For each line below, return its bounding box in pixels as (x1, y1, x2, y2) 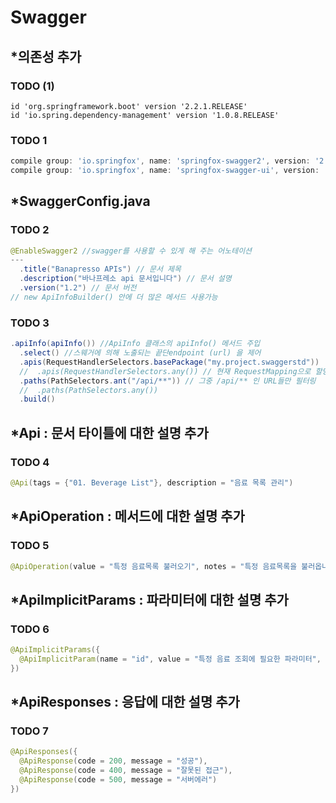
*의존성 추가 (10, 48, 82, 65)
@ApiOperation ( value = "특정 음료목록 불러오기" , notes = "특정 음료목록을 (10, 561, 298, 571)
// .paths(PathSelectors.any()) (19, 385, 159, 395)
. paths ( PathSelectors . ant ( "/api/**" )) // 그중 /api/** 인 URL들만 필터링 (19, 376, 317, 386)
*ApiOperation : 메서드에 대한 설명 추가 (10, 508, 245, 525)
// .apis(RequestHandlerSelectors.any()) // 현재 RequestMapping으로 (19, 366, 312, 376)
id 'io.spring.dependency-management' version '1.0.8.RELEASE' (10, 110, 280, 120)
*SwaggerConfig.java (10, 193, 151, 210)
